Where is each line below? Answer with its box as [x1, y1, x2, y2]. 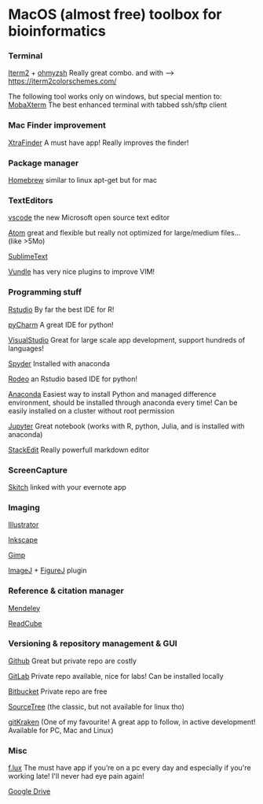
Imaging [8, 502, 41, 513]
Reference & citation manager [8, 585, 124, 596]
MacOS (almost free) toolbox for [8, 6, 222, 24]
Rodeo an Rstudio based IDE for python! [8, 374, 138, 383]
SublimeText [8, 252, 49, 261]
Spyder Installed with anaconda [8, 358, 110, 368]
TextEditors [8, 195, 53, 206]
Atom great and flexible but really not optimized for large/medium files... [8, 228, 241, 238]
